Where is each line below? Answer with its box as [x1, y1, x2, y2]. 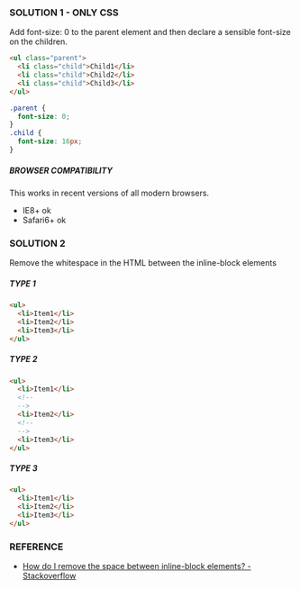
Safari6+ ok [22, 214, 67, 225]
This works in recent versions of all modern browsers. [9, 187, 210, 198]
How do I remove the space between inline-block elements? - [22, 561, 251, 572]
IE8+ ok [22, 204, 51, 215]
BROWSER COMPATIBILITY [9, 165, 113, 176]
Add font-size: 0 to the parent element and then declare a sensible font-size [9, 27, 291, 38]
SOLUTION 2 [9, 237, 66, 249]
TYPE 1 [9, 277, 36, 289]
